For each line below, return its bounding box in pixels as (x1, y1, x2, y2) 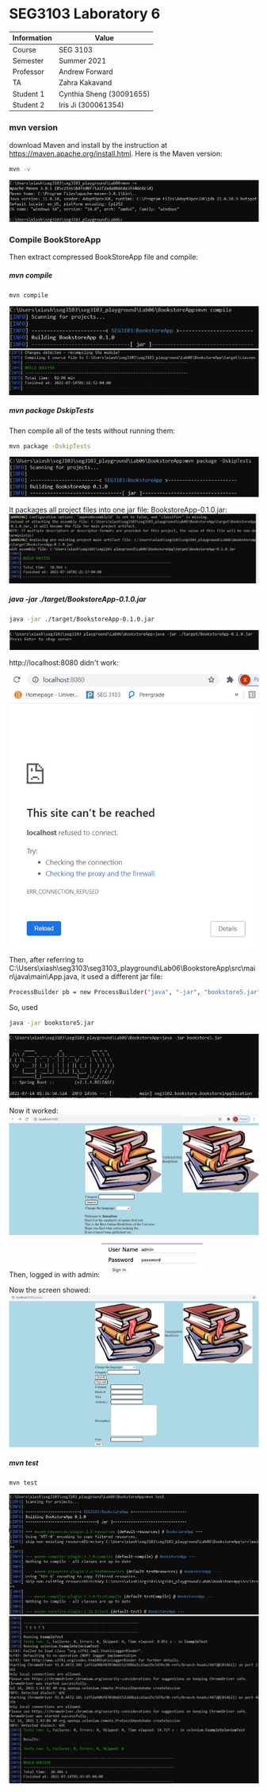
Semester (12, 56, 44, 65)
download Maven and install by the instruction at (9, 140, 168, 149)
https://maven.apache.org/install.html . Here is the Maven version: (9, 149, 223, 158)
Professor (12, 67, 44, 76)
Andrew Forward (59, 67, 113, 76)
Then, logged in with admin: (9, 1269, 100, 1279)
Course (12, 45, 36, 54)
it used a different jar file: (81, 972, 163, 981)
